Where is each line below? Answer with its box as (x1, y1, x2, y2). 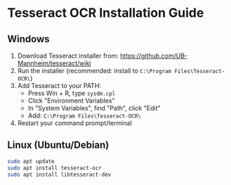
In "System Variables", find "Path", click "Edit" (27, 104, 161, 112)
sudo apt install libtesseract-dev (7, 171, 112, 178)
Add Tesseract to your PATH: (17, 82, 102, 89)
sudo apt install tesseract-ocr (7, 164, 102, 172)
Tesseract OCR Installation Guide (7, 5, 204, 21)
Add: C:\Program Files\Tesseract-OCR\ (27, 111, 142, 120)
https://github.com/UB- (120, 51, 188, 60)
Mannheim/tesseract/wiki (17, 59, 91, 68)
